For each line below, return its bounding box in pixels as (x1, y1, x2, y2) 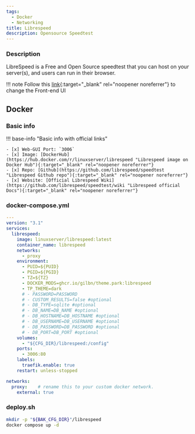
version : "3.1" (6, 220, 44, 226)
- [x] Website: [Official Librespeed (6, 178, 99, 183)
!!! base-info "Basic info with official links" (6, 135, 108, 142)
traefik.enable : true (21, 362, 75, 368)
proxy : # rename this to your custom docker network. (11, 383, 154, 390)
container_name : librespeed (16, 242, 85, 248)
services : (6, 226, 31, 232)
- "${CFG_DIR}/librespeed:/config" (21, 340, 110, 346)
